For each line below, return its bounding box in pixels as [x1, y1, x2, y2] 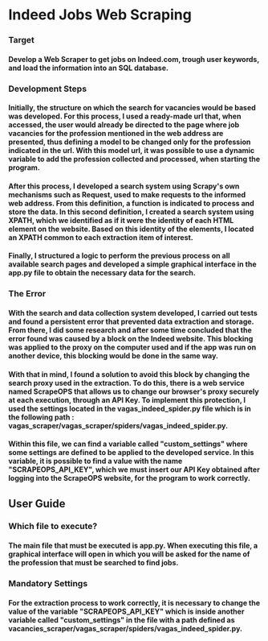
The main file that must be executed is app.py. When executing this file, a [8, 541, 258, 551]
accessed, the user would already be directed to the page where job [8, 120, 240, 130]
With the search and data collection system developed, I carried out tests [8, 308, 258, 317]
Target [8, 35, 35, 46]
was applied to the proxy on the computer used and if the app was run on [8, 342, 257, 352]
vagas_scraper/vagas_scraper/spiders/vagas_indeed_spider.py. [8, 420, 229, 430]
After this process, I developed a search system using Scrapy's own [8, 181, 240, 191]
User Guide [8, 497, 66, 511]
